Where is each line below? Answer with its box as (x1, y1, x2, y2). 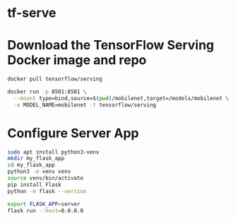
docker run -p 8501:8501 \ (7, 88, 87, 95)
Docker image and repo (7, 52, 147, 68)
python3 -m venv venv (7, 168, 71, 176)
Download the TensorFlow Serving (7, 37, 214, 54)
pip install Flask (7, 181, 61, 188)
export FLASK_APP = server (7, 200, 81, 207)
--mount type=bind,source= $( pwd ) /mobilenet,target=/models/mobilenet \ (13, 94, 230, 102)
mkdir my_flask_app (7, 155, 65, 162)
